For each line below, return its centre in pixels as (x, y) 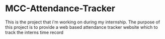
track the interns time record (34, 32)
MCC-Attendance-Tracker (60, 9)
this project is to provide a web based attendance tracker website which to (82, 27)
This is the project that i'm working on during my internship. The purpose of (83, 22)
